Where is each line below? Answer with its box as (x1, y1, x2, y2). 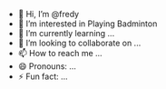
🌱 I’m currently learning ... (17, 28, 115, 38)
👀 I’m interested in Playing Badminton (17, 18, 158, 29)
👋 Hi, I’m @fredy (17, 9, 80, 19)
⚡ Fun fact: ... (17, 71, 68, 82)
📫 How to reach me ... (17, 48, 103, 58)
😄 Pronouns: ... (17, 61, 77, 72)
